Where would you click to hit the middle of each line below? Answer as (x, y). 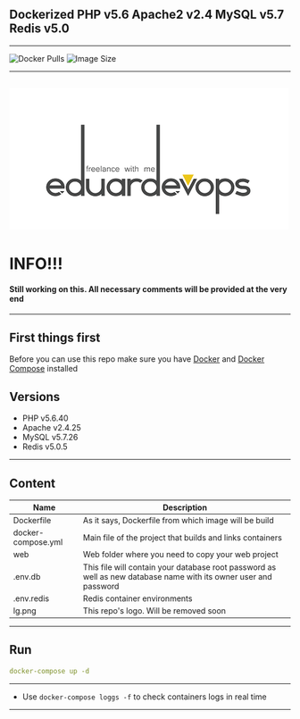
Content (33, 483)
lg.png (25, 611)
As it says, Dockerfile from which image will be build (179, 520)
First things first (55, 337)
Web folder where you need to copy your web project (181, 555)
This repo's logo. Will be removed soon (154, 611)
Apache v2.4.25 (52, 428)
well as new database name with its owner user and (178, 576)
